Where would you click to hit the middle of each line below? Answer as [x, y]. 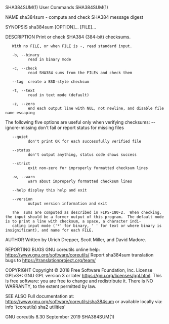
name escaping [20, 113]
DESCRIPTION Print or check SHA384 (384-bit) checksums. [68, 37]
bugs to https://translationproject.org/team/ [51, 260]
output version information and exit [68, 204]
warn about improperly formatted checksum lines [80, 181]
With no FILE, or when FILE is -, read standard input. [72, 46]
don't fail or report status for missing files [81, 127]
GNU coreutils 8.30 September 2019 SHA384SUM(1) [60, 317]
